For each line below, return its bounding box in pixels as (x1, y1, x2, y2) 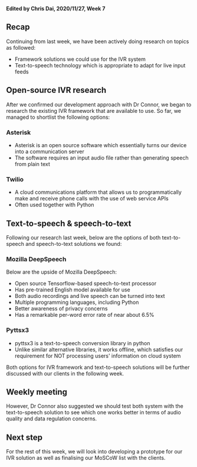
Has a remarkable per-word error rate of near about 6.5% (14, 312, 155, 319)
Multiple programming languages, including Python (14, 299, 139, 306)
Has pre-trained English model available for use (14, 286, 131, 293)
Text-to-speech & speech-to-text (6, 218, 132, 228)
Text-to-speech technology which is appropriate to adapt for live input (14, 61, 186, 69)
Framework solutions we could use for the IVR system (14, 56, 146, 63)
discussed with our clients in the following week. (6, 369, 124, 377)
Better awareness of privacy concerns (14, 305, 108, 312)
